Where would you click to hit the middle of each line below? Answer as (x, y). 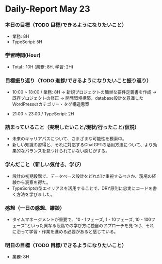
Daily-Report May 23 (48, 9)
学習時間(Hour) (23, 55)
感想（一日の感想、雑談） (35, 208)
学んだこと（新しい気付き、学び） (45, 165)
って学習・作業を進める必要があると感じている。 (70, 232)
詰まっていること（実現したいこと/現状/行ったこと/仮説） (72, 127)
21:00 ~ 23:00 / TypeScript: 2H (43, 114)
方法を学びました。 (35, 194)
